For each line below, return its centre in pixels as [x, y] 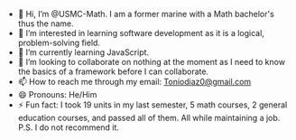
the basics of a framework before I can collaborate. [113, 71]
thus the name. [46, 23]
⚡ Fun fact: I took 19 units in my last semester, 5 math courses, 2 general [153, 105]
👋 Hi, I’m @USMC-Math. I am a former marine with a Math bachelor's [146, 14]
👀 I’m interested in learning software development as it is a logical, [141, 33]
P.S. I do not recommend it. [69, 127]
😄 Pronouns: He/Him [57, 94]
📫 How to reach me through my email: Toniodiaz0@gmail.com [134, 82]
